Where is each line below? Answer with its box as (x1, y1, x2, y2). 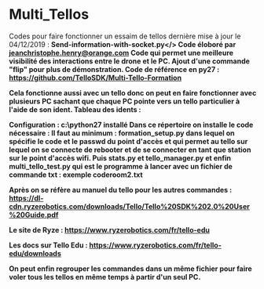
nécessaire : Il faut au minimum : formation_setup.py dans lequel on (9, 128, 235, 138)
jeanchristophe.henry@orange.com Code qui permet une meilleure (9, 48, 234, 57)
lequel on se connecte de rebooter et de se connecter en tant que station (9, 145, 251, 154)
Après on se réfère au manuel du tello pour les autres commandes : (9, 185, 233, 194)
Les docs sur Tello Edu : (9, 240, 88, 250)
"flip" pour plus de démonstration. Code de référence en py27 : (9, 64, 220, 74)
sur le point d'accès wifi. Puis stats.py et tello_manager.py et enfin (9, 153, 231, 162)
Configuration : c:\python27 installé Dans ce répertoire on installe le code (9, 120, 254, 129)
